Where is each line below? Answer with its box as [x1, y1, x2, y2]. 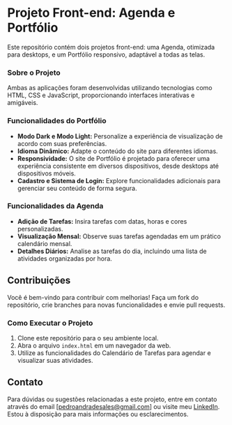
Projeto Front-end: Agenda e [7, 5, 176, 21]
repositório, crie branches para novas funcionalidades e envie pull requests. [7, 301, 226, 309]
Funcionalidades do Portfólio [7, 116, 107, 126]
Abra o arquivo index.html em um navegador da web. [17, 341, 171, 350]
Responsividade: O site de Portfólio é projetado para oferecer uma [17, 154, 210, 162]
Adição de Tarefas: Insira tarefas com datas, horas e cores [17, 217, 187, 225]
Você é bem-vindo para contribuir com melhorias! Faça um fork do [7, 293, 199, 301]
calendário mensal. [17, 239, 72, 247]
